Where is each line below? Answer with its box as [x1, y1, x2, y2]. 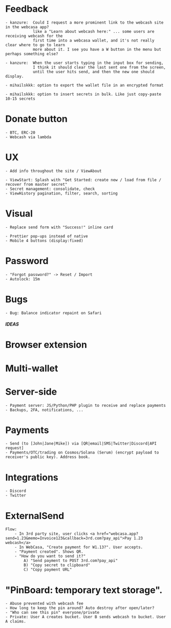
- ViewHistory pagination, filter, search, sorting [5, 190, 118, 196]
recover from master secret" [5, 182, 68, 187]
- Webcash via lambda [5, 134, 52, 140]
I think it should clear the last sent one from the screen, [32, 64, 166, 70]
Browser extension [5, 339, 87, 351]
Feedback [5, 3, 49, 15]
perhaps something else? [5, 51, 58, 56]
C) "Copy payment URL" [24, 567, 72, 572]
